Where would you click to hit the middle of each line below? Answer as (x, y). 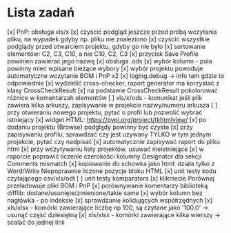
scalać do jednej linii (36, 222)
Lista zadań (41, 13)
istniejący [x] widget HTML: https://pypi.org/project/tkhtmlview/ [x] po (107, 119)
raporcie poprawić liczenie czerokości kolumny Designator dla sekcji (104, 156)
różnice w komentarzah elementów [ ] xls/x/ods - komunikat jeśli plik (105, 97)
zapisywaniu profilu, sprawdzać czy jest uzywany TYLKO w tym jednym (109, 134)
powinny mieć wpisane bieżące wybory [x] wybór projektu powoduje (105, 68)
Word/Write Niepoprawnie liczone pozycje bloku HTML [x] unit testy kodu (112, 171)
